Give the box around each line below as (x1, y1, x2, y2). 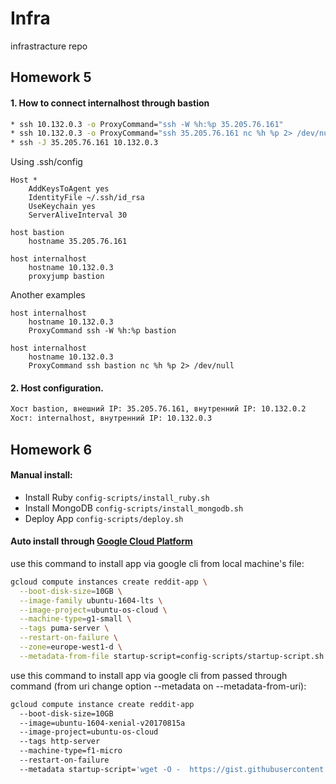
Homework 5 (10, 69, 92, 86)
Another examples (10, 289, 86, 301)
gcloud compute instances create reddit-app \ (10, 577, 208, 587)
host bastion (10, 228, 65, 238)
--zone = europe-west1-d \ (19, 642, 123, 652)
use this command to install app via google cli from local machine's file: (10, 557, 305, 569)
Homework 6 (10, 441, 93, 458)
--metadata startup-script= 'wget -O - (19, 764, 182, 774)
